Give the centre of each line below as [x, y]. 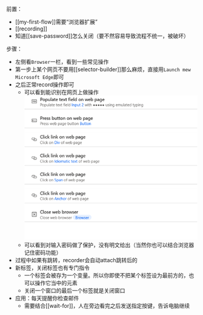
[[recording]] [31, 29]
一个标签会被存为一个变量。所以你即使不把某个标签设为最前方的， [106, 275]
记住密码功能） [43, 252]
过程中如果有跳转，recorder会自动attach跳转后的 [76, 260]
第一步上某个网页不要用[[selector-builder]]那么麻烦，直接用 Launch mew [103, 69]
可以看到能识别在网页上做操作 [61, 92]
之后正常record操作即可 [45, 85]
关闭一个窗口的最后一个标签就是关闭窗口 [75, 290]
